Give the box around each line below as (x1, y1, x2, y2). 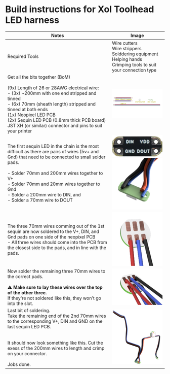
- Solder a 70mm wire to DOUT (7, 197, 73, 203)
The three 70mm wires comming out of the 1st (7, 223, 105, 229)
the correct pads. (7, 274, 44, 280)
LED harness (5, 14, 60, 26)
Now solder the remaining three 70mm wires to (7, 268, 106, 275)
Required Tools (7, 53, 39, 59)
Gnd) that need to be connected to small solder (7, 154, 106, 160)
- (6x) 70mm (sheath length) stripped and (7, 100, 96, 107)
